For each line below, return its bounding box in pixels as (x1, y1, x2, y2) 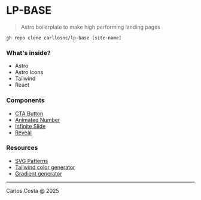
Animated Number (14, 116, 60, 123)
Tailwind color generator (14, 164, 75, 171)
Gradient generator (14, 170, 62, 177)
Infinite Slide (14, 122, 46, 130)
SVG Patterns (14, 157, 48, 164)
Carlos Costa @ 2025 (6, 187, 59, 194)
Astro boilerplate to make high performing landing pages (20, 23, 160, 30)
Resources (6, 144, 38, 152)
